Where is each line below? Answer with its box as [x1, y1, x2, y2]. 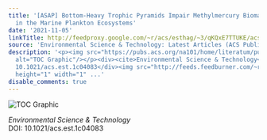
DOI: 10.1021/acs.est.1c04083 [8, 123, 104, 133]
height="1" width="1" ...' [15, 70, 105, 78]
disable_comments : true [8, 78, 87, 85]
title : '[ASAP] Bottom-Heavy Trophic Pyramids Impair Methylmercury [8, 11, 240, 20]
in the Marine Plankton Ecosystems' [15, 19, 137, 27]
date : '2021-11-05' [8, 26, 73, 34]
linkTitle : [8, 33, 44, 42]
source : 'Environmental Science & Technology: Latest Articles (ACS [8, 41, 240, 49]
